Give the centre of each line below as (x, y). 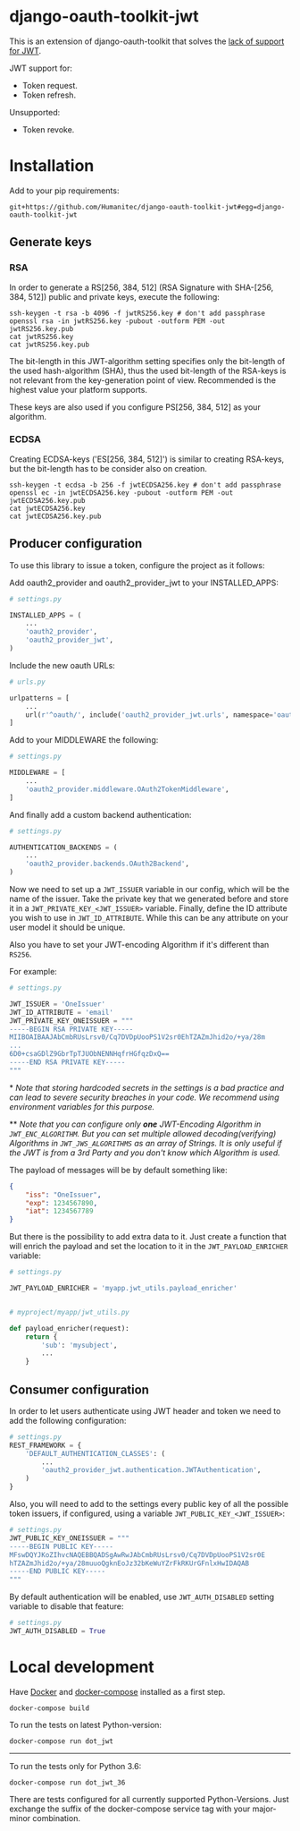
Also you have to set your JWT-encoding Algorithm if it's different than (139, 945)
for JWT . (25, 50)
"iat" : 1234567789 (59, 1211)
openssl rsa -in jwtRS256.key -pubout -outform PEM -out (117, 321)
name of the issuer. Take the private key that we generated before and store (149, 899)
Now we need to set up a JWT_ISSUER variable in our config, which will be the (150, 890)
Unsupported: (35, 112)
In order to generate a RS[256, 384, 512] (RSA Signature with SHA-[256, (142, 287)
